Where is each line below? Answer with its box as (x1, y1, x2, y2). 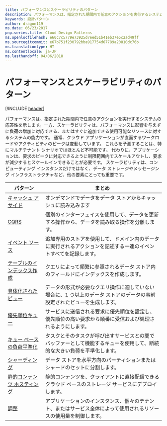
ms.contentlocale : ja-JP (5, 49, 57, 54)
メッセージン (133, 166, 160, 171)
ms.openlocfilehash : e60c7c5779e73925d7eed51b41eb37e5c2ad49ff (5, 35, 139, 40)
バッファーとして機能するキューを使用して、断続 (45, 340, 160, 347)
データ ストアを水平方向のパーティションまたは (45, 356, 156, 363)
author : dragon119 (5, 21, 43, 26)
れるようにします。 (45, 323, 90, 330)
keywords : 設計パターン (5, 16, 50, 21)
